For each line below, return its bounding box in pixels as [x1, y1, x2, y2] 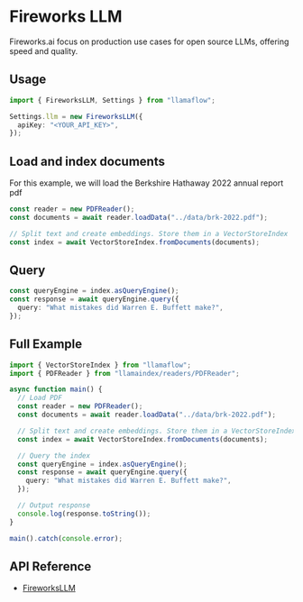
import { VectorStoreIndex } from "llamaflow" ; [9, 360, 192, 369]
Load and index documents [9, 153, 165, 169]
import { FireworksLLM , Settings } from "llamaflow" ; [9, 96, 216, 105]
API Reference [9, 559, 92, 574]
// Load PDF [17, 394, 63, 403]
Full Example [9, 336, 83, 352]
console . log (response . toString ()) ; [17, 509, 151, 518]
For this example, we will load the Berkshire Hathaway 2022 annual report [9, 178, 284, 188]
